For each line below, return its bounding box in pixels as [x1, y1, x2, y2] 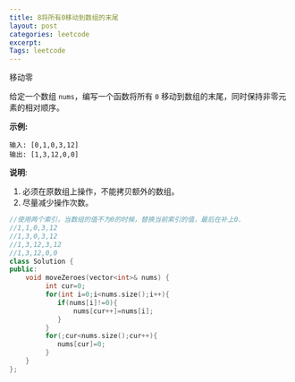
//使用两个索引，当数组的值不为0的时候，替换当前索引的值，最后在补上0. [9, 216, 243, 225]
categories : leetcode [9, 30, 90, 38]
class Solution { [9, 257, 74, 266]
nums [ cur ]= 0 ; [56, 340, 105, 349]
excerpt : [9, 38, 42, 47]
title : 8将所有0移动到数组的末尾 [9, 13, 119, 22]
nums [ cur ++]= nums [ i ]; [72, 306, 154, 316]
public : [9, 265, 38, 274]
